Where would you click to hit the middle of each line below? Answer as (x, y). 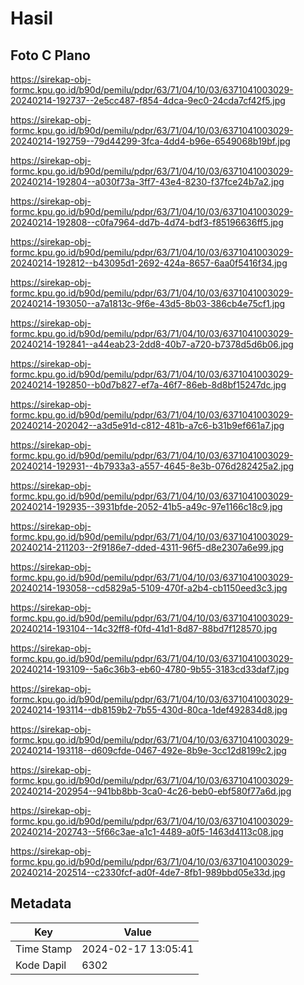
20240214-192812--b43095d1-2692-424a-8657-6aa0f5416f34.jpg (149, 263)
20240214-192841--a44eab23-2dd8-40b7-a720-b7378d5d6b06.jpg (152, 344)
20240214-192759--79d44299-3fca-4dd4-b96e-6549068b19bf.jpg (150, 141)
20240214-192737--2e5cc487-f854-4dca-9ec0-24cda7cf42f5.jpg (148, 100)
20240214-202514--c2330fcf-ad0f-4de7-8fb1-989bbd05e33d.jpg (148, 872)
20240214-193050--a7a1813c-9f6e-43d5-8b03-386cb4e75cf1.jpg (148, 303)
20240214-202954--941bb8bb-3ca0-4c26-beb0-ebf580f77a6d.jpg (151, 791)
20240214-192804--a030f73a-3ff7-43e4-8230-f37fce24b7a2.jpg (147, 181)
